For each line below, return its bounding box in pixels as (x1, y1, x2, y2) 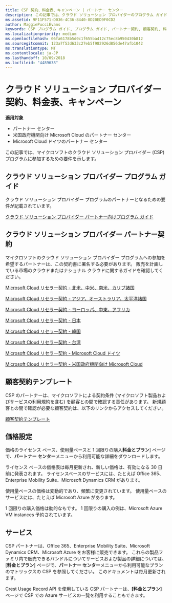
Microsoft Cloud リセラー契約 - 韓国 (5, 328, 81, 334)
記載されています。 (14, 203, 55, 209)
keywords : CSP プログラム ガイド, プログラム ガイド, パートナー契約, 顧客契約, (5, 27, 161, 32)
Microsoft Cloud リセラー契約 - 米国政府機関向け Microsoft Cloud (5, 361, 143, 367)
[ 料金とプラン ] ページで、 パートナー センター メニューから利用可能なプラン (5, 562, 163, 568)
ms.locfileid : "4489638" (5, 60, 58, 65)
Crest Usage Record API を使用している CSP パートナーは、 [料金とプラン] (5, 586, 162, 592)
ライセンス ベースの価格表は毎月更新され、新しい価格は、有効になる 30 (5, 464, 157, 470)
